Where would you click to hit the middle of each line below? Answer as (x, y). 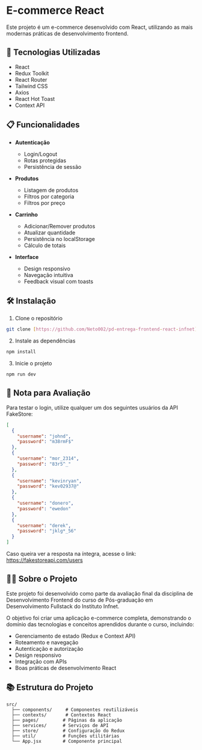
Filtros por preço (44, 203)
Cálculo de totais (45, 245)
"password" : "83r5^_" (44, 464)
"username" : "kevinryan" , (50, 481)
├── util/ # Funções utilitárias (66, 736)
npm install (21, 352)
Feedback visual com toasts (59, 281)
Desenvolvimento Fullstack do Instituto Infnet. (63, 606)
